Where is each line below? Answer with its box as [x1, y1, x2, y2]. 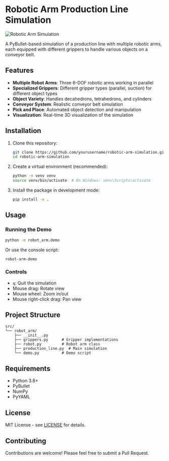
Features [5, 66, 34, 75]
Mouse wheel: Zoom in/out [12, 291, 69, 297]
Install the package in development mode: [12, 187, 100, 193]
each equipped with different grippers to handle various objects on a [5, 46, 148, 52]
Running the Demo [5, 226, 52, 233]
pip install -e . [12, 197, 49, 202]
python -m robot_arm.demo [5, 238, 60, 243]
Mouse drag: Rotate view [12, 285, 65, 291]
